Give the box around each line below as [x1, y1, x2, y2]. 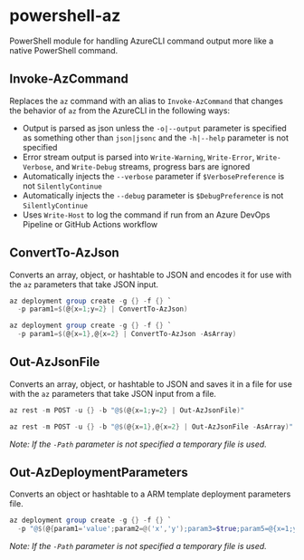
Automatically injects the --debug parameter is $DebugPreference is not [22, 189, 284, 200]
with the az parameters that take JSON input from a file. [9, 388, 217, 399]
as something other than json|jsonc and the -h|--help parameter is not [22, 132, 290, 143]
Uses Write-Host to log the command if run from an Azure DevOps [22, 209, 271, 220]
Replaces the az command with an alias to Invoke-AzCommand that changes [9, 95, 283, 106]
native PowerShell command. [9, 44, 119, 55]
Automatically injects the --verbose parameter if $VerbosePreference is [22, 170, 285, 181]
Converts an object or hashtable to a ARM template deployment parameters [9, 488, 291, 499]
